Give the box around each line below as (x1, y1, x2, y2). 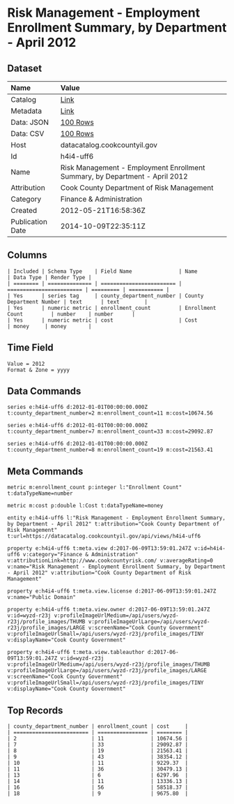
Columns (7, 249, 47, 261)
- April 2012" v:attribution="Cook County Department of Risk (7, 569, 192, 576)
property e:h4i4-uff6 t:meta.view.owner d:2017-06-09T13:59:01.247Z (7, 606, 210, 613)
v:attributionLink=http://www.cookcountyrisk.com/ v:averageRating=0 (7, 557, 214, 565)
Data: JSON (10, 117, 49, 127)
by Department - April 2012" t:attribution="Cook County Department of (7, 521, 219, 528)
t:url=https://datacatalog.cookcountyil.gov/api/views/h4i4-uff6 (7, 533, 201, 540)
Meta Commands (7, 466, 84, 477)
